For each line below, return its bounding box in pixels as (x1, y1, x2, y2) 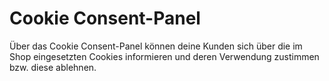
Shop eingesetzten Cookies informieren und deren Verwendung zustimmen (9, 50, 320, 62)
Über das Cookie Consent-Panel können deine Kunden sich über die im (9, 40, 303, 52)
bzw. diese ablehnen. (9, 61, 97, 73)
